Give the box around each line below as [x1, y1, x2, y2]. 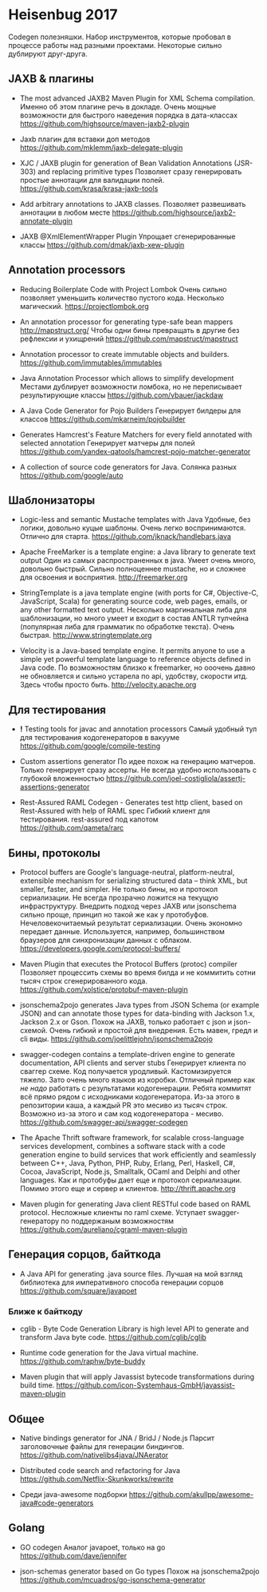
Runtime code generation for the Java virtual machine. [19, 1348, 199, 1358]
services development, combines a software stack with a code [19, 1142, 226, 1150]
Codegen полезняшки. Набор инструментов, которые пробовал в [8, 32, 231, 42]
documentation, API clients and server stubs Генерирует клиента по [19, 1058, 247, 1067]
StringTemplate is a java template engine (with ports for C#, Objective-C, [19, 588, 259, 598]
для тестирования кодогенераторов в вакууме [19, 733, 180, 743]
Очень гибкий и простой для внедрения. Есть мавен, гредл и [49, 1026, 258, 1035]
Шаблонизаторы [8, 493, 96, 507]
